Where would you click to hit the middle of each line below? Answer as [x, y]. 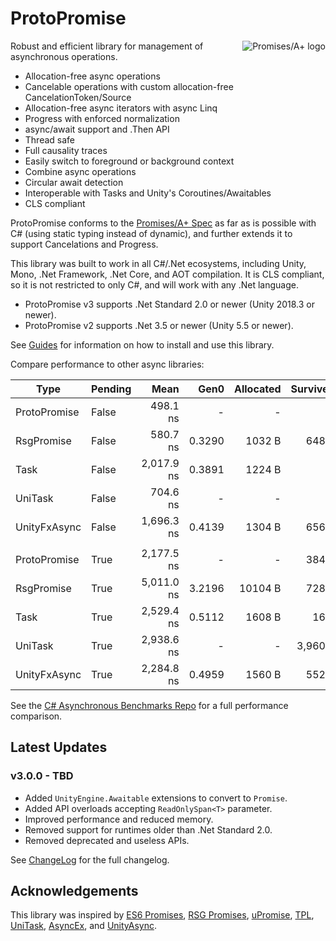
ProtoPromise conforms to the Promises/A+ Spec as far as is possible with [163, 223]
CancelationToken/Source [78, 97]
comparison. [36, 716]
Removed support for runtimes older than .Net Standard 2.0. [148, 829]
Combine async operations [80, 171]
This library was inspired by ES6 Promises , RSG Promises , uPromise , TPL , [162, 915]
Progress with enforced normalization [102, 118]
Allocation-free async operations [92, 76]
